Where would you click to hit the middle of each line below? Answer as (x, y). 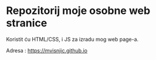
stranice (27, 23)
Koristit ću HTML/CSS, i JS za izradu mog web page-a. (72, 39)
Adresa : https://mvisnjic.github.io (47, 50)
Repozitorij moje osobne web (78, 11)
